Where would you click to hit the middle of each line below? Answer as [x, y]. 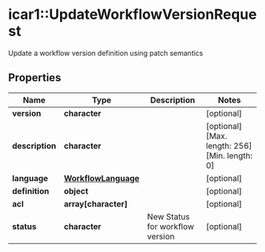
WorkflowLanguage [101, 178]
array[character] [95, 204]
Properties [35, 78]
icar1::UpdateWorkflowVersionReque [132, 15]
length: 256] [229, 146]
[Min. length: [230, 155]
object [76, 191]
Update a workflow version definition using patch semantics [106, 53]
